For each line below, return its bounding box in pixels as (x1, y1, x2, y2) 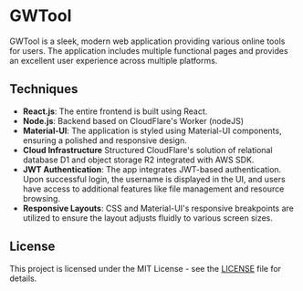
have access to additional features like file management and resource (22, 183, 285, 194)
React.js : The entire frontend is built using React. (22, 106, 208, 117)
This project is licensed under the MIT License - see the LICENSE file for (9, 263, 281, 274)
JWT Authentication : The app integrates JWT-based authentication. (22, 163, 282, 174)
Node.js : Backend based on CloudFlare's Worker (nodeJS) (22, 115, 245, 126)
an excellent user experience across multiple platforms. (9, 55, 218, 66)
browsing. (22, 192, 61, 203)
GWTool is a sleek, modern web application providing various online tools (9, 36, 286, 47)
